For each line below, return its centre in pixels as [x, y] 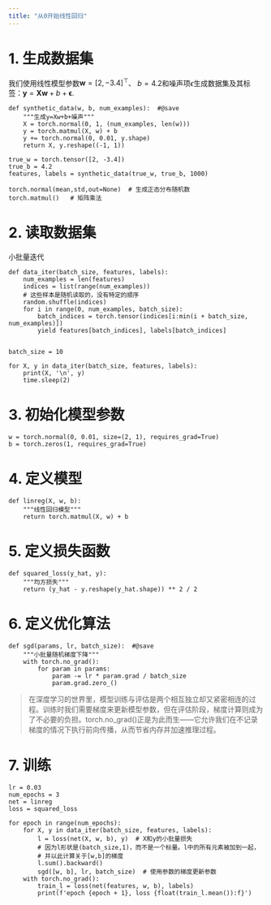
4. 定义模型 [45, 479]
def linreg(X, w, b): [45, 501]
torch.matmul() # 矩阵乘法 [55, 198]
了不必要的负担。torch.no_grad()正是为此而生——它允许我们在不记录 [143, 719]
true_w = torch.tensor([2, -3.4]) [67, 160]
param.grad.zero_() [84, 683]
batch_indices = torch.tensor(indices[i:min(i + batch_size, [143, 317]
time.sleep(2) [47, 381]
